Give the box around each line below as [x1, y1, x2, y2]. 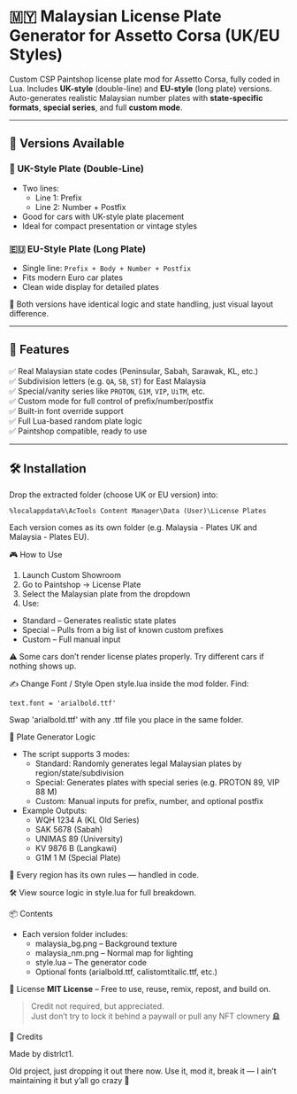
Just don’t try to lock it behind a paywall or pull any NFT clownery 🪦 [30, 1011, 280, 1021]
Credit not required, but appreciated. [30, 1000, 165, 1012]
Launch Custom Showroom [21, 569, 122, 580]
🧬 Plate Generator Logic [9, 731, 96, 742]
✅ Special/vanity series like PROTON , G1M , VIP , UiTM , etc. [9, 386, 206, 396]
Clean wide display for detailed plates [21, 281, 159, 292]
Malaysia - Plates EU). [9, 531, 90, 542]
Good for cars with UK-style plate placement [21, 211, 185, 222]
